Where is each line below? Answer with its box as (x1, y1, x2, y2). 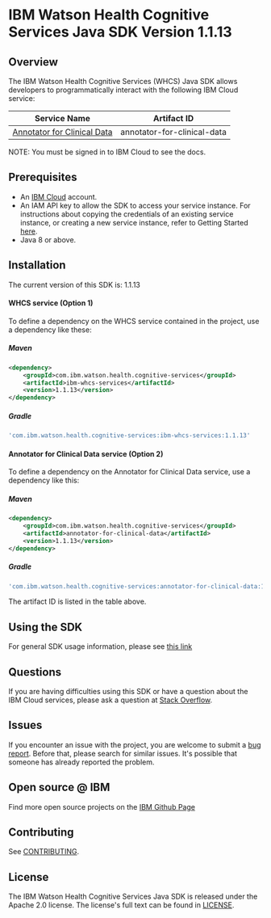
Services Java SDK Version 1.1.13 (8, 23, 232, 41)
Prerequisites (8, 171, 77, 184)
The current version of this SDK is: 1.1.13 (8, 280, 141, 289)
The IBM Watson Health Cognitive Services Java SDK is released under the (8, 891, 258, 902)
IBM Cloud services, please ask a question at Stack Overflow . (8, 695, 213, 705)
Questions (8, 665, 62, 679)
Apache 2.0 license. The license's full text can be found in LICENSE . (8, 900, 235, 910)
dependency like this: (8, 475, 80, 486)
